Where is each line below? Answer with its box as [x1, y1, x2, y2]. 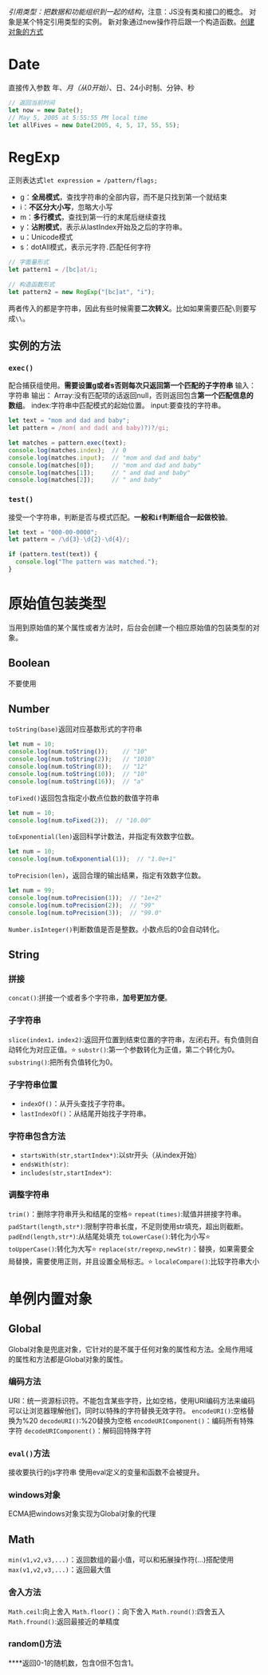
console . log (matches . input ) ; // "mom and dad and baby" [8, 454, 202, 462]
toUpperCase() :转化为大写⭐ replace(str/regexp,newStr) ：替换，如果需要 [8, 1243, 248, 1253]
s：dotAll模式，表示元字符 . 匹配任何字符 [19, 242, 152, 252]
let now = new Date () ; [8, 106, 84, 114]
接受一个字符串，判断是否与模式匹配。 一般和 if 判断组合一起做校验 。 [8, 512, 233, 522]
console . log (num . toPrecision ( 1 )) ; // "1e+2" [8, 894, 162, 902]
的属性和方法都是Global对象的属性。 [8, 1354, 128, 1364]
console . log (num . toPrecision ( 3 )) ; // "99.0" [8, 909, 162, 917]
